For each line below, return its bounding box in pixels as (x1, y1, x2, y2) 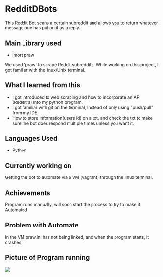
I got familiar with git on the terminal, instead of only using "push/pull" (12, 104, 153, 110)
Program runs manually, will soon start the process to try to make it (5, 202, 140, 207)
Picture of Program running (5, 253, 90, 262)
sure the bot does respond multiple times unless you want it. (12, 120, 134, 126)
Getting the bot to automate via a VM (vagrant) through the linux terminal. (5, 175, 153, 180)
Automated (5, 207, 28, 213)
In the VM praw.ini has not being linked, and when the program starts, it (5, 234, 149, 240)
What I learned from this (5, 81, 81, 89)
